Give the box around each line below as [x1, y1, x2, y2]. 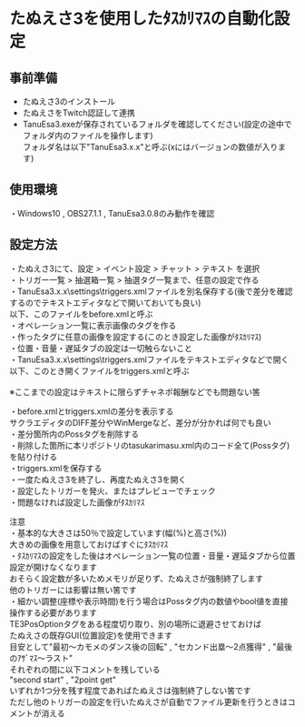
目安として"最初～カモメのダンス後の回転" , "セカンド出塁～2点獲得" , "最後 [9, 641, 293, 651]
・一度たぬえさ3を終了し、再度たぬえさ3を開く [9, 474, 187, 485]
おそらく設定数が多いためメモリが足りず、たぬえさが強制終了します [9, 572, 264, 583]
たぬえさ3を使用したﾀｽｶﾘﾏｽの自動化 [9, 8, 275, 29]
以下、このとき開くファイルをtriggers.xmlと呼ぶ [9, 365, 190, 376]
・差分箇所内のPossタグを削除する [9, 429, 140, 439]
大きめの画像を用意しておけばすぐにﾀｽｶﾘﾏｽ [9, 539, 169, 550]
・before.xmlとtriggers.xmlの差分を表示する [9, 406, 174, 417]
